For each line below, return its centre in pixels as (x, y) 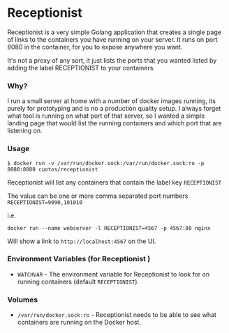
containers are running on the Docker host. (79, 323)
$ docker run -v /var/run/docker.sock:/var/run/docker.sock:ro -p (106, 163)
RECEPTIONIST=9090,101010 (45, 202)
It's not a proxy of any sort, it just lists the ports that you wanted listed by (112, 60)
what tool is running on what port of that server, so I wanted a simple (106, 116)
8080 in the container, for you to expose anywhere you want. (95, 47)
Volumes (23, 300)
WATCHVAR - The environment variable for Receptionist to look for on (113, 274)
